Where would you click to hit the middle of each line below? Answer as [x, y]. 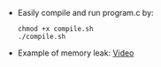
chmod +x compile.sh [55, 29]
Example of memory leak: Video [76, 53]
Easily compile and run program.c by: [85, 13]
